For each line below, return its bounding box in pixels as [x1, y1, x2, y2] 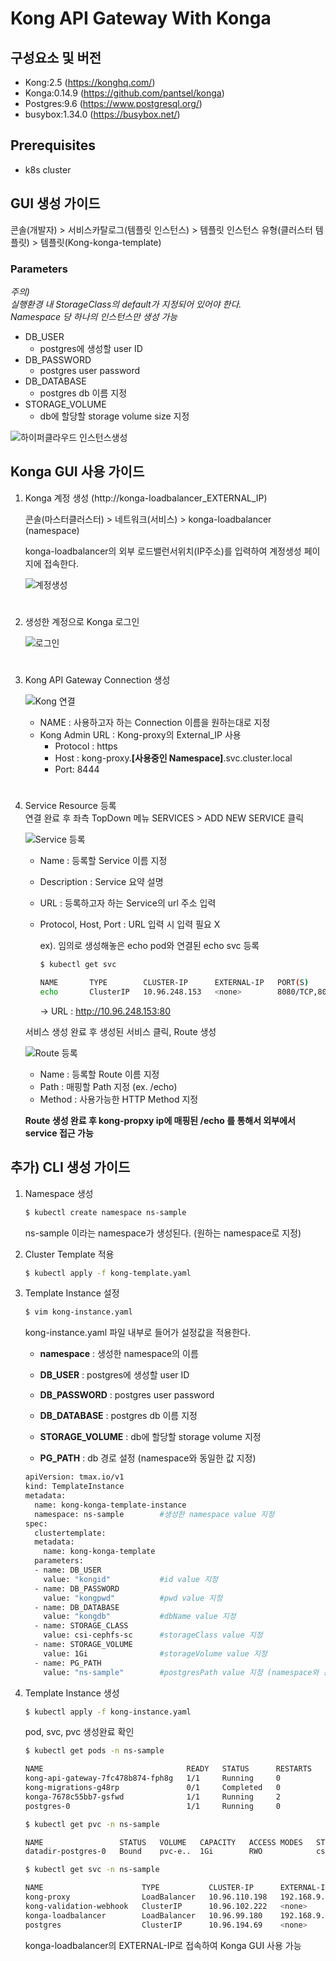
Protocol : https [54, 740, 118, 752]
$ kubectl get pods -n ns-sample [24, 1746, 165, 1756]
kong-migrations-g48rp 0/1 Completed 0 [24, 1783, 281, 1793]
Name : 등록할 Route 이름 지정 [39, 1068, 160, 1080]
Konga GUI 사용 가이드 [10, 463, 145, 481]
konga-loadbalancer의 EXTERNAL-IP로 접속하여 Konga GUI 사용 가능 [24, 1939, 302, 1951]
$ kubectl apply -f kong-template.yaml [24, 1268, 192, 1278]
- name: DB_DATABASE [34, 1602, 120, 1612]
